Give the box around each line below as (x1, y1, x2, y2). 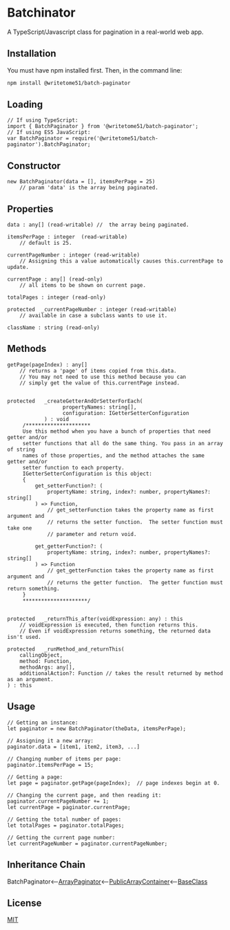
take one (7, 524, 32, 532)
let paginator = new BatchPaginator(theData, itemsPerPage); (7, 725, 187, 732)
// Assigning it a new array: (7, 737, 94, 744)
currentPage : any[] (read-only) (7, 276, 103, 283)
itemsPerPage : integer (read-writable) (7, 234, 128, 241)
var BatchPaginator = (7, 135, 70, 142)
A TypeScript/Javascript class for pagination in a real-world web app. (7, 28, 204, 36)
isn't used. (7, 633, 41, 640)
